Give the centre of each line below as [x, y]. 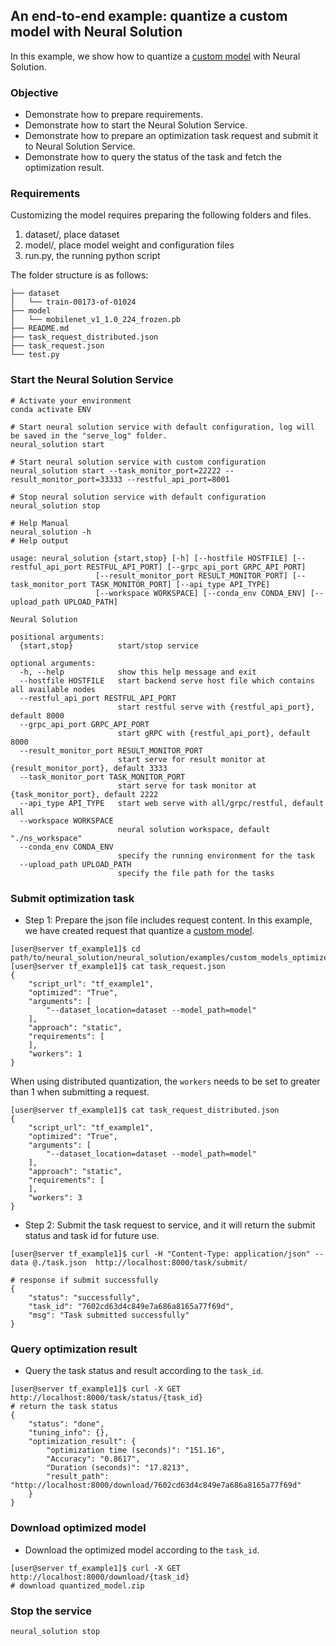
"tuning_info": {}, [69, 1433]
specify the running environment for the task [216, 855]
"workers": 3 [55, 1198]
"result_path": [78, 1477]
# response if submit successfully [84, 1280]
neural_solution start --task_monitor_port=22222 [116, 470]
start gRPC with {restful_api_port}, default [214, 733]
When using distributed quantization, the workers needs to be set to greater [165, 1081]
